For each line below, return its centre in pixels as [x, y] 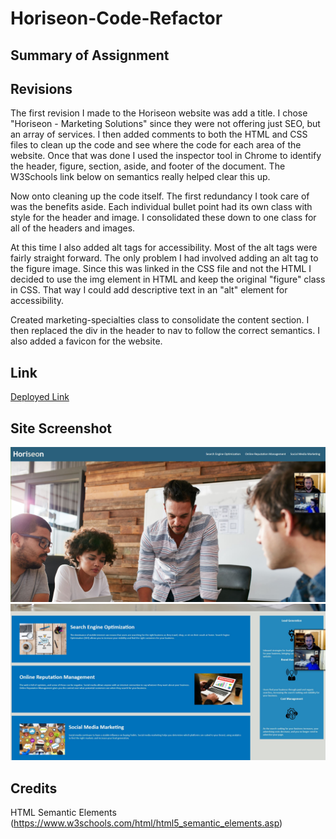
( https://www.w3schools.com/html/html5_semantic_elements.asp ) [146, 823]
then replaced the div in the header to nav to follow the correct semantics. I [165, 331]
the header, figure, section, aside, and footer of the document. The [148, 166]
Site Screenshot [61, 428]
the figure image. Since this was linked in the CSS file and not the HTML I [161, 269]
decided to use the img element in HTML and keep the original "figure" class [168, 279]
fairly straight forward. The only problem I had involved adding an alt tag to [164, 258]
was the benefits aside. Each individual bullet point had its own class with [161, 207]
